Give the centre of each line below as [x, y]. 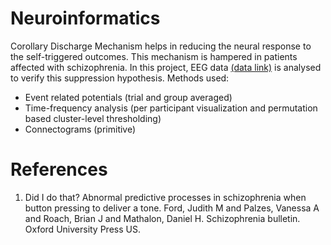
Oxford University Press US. [82, 229]
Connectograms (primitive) [80, 129]
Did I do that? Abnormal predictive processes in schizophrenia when [165, 197]
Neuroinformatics [85, 18]
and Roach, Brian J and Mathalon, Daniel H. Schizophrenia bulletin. [162, 218]
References [59, 169]
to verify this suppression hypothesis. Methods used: [120, 78]
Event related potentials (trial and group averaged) [128, 97]
